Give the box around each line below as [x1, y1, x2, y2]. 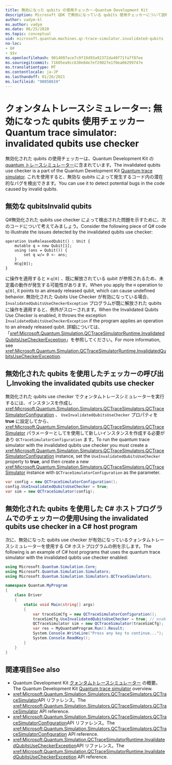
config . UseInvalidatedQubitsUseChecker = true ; [5, 484, 109, 489]
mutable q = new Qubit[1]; [14, 243, 72, 248]
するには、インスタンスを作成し [5, 400, 73, 406]
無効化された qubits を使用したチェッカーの [5, 369, 144, 378]
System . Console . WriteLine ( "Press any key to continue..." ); [32, 631, 164, 636]
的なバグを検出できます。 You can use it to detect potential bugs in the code [5, 180, 165, 186]
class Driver [14, 593, 42, 598]
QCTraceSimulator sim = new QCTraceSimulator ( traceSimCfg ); [32, 621, 164, 626]
